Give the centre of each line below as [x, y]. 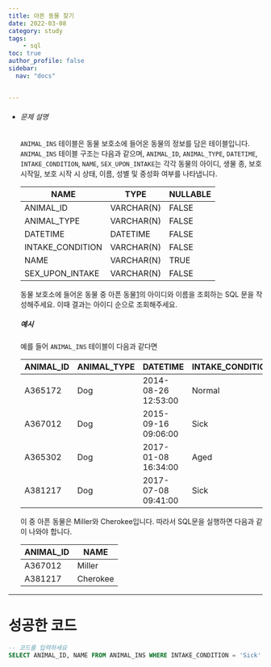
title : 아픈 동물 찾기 [42, 16]
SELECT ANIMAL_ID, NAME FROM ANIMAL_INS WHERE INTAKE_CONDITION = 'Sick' [135, 655]
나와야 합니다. [50, 531]
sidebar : [23, 69]
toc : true [25, 53]
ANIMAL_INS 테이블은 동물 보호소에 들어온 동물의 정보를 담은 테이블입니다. [135, 143]
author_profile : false [46, 61]
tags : [17, 38]
